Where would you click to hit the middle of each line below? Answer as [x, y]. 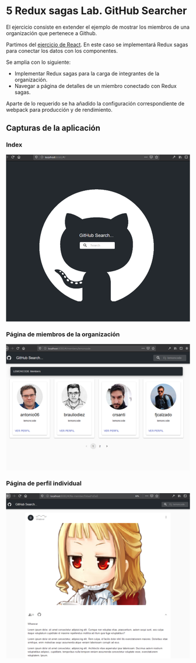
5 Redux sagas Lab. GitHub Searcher [97, 11]
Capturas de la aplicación [53, 128]
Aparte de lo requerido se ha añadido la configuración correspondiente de [95, 103]
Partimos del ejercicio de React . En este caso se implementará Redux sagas [97, 45]
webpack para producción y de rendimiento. [59, 110]
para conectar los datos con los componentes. [62, 50]
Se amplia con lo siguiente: [38, 62]
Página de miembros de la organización [63, 334]
